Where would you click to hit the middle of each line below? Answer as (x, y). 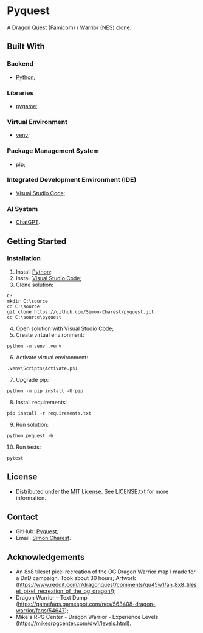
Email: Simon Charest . (43, 538)
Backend (20, 64)
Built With (26, 47)
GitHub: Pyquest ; (37, 531)
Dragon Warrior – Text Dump (51, 598)
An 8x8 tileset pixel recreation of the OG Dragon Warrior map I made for (106, 572)
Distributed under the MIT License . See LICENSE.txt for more (92, 491)
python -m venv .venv (34, 346)
